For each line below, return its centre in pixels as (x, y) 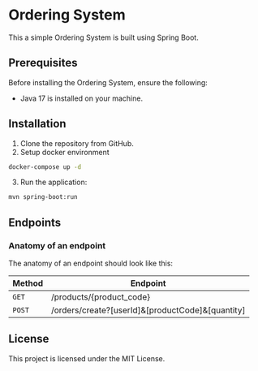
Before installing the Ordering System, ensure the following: (108, 82)
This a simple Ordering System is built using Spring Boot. (103, 37)
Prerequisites (43, 63)
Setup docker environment (64, 152)
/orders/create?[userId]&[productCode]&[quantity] (148, 310)
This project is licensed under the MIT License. (87, 358)
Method (28, 283)
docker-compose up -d (45, 167)
